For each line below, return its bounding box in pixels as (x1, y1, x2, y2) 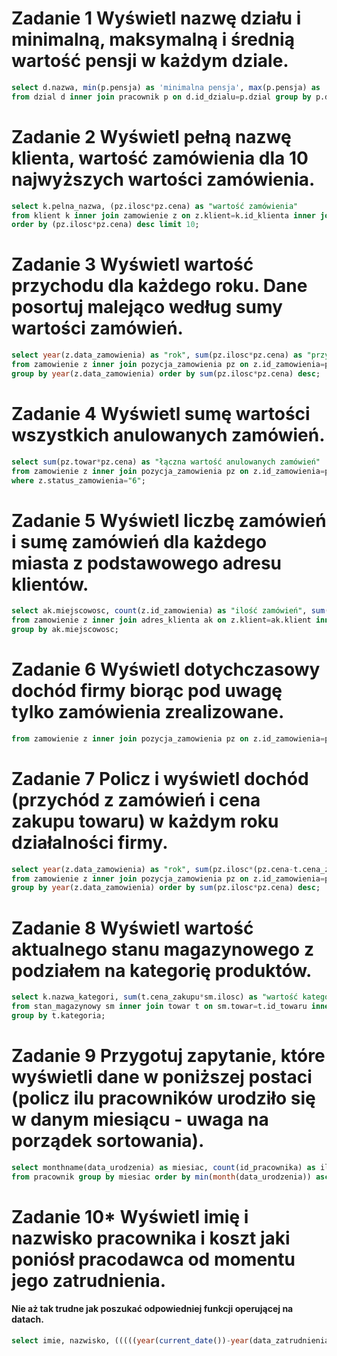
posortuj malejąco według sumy (11, 296, 283, 319)
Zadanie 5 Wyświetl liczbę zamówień (11, 509, 327, 532)
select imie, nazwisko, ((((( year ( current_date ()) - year (11, 1335, 249, 1346)
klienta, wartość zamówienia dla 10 (11, 147, 309, 169)
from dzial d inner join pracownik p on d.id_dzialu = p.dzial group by (11, 92, 312, 102)
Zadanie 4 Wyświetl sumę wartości (11, 403, 311, 425)
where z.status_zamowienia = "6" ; (11, 475, 146, 486)
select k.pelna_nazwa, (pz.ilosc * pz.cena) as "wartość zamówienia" (11, 201, 299, 211)
